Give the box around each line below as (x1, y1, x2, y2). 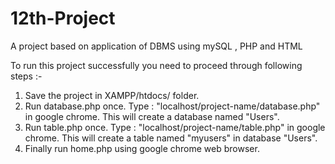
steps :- (10, 70, 43, 82)
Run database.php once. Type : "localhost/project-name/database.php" (24, 100, 321, 112)
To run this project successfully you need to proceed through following (10, 59, 303, 71)
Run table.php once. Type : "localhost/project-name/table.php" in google (24, 121, 326, 133)
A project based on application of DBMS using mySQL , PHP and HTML (10, 40, 303, 52)
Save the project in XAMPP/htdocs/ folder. (24, 89, 200, 101)
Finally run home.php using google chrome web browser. (24, 142, 260, 154)
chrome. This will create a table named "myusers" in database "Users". (24, 132, 318, 144)
